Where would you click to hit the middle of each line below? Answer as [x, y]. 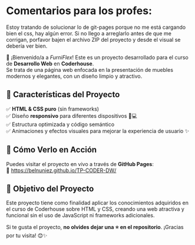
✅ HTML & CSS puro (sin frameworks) [52, 109]
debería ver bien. [27, 46]
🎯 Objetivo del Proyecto [50, 189]
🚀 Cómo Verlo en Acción [52, 150]
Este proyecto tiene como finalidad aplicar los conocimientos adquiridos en [97, 203]
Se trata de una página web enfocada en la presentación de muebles [90, 69]
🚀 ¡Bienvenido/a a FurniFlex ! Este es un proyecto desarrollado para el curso [97, 57]
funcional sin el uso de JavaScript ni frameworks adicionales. [80, 216]
